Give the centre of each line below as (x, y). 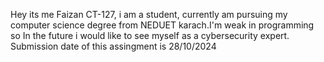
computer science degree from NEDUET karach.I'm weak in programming (162, 25)
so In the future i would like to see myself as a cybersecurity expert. (150, 35)
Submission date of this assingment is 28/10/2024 (113, 46)
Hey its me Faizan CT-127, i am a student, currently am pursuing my (149, 14)
